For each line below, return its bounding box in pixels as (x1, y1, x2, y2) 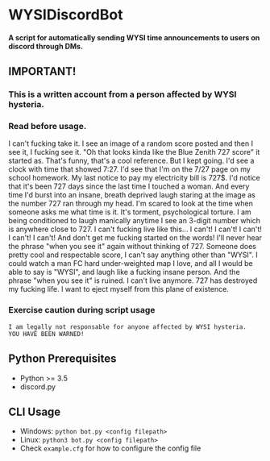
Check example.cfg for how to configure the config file (19, 443, 201, 453)
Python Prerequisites (8, 352, 117, 366)
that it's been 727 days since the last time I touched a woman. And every (8, 181, 250, 191)
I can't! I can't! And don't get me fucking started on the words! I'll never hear (8, 233, 262, 243)
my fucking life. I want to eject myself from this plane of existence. (8, 284, 230, 294)
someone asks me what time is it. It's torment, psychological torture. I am (8, 207, 251, 217)
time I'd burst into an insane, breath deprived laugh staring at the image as (8, 190, 255, 200)
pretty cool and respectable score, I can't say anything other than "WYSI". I (8, 250, 258, 260)
